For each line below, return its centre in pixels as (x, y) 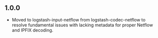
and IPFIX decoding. (32, 30)
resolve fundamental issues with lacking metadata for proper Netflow (82, 25)
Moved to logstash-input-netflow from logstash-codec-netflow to (79, 19)
